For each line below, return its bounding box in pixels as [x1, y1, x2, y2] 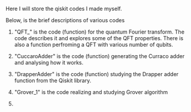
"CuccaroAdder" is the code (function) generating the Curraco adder [14, 53, 185, 59]
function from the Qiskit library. [14, 77, 92, 84]
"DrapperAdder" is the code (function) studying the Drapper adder [14, 71, 179, 77]
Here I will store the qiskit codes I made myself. [5, 5, 122, 12]
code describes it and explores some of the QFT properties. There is [14, 35, 184, 41]
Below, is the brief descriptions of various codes [5, 17, 125, 23]
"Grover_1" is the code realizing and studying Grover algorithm [14, 89, 168, 95]
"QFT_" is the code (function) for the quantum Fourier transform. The [14, 28, 185, 35]
